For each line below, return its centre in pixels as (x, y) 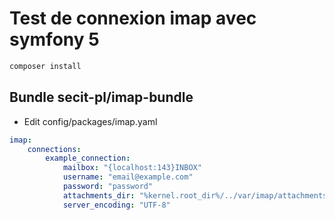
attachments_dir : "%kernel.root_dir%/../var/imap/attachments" (197, 195)
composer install (45, 66)
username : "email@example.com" (128, 177)
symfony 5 (54, 39)
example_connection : (88, 158)
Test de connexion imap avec (133, 18)
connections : (54, 149)
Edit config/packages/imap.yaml (90, 121)
